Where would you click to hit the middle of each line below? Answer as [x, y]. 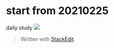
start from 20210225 [58, 11]
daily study [19, 28]
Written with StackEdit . [48, 39]
